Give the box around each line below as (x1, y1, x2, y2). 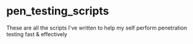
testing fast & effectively (6, 30, 68, 37)
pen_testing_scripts (6, 4, 109, 18)
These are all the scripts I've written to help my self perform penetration (6, 24, 188, 31)
